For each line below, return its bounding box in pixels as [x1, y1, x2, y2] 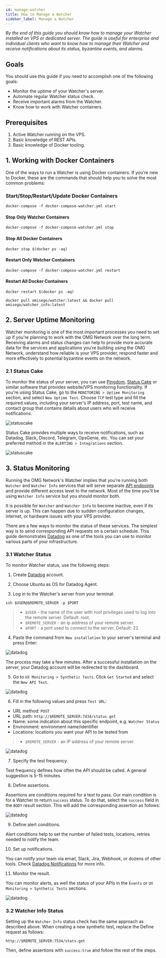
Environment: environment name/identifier [12, 724, 99, 730]
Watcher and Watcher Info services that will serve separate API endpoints [5, 482, 154, 488]
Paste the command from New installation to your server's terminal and [12, 635, 161, 640]
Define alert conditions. [12, 822, 61, 828]
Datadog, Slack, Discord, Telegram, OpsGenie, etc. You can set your [5, 435, 144, 441]
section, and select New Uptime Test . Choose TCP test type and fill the [5, 395, 146, 401]
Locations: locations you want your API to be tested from [12, 729, 129, 735]
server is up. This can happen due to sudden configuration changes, [5, 508, 145, 514]
